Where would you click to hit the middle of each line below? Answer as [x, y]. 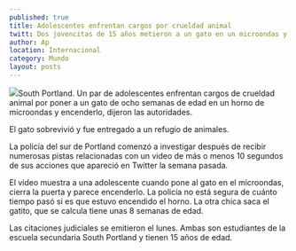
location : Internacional [55, 51]
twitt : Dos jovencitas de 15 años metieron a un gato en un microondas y [148, 34]
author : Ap [29, 42]
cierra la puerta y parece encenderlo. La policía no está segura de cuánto [143, 192]
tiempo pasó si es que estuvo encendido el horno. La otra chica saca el [140, 201]
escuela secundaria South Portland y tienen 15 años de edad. [121, 237]
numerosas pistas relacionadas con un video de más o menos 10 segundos [146, 155]
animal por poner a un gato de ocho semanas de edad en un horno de [137, 102]
